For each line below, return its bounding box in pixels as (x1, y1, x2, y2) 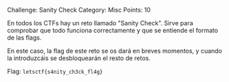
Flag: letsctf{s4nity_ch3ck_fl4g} (7, 68, 103, 75)
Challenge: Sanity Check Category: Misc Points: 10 (7, 6, 151, 14)
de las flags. (7, 33, 42, 42)
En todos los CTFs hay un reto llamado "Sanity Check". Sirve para (7, 19, 194, 27)
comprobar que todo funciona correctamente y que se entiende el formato (7, 27, 219, 34)
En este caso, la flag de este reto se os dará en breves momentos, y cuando (7, 47, 222, 55)
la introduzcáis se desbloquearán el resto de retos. (7, 54, 151, 62)
